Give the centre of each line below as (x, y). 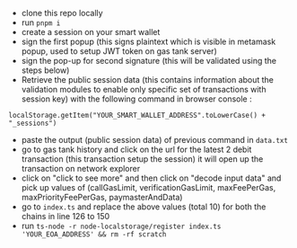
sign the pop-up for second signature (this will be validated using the (149, 61)
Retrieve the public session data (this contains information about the (148, 80)
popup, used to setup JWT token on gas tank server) (119, 51)
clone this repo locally (62, 13)
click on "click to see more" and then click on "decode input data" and (151, 178)
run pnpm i (41, 22)
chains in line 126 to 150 (66, 216)
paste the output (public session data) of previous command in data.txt (155, 140)
